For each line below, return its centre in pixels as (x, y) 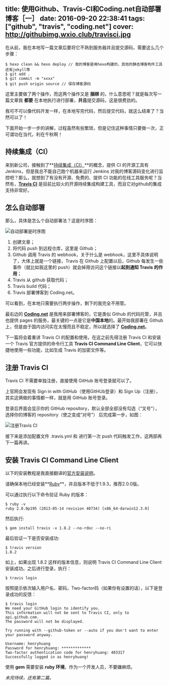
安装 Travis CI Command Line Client (62, 460)
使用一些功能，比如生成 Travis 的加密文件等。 (61, 350)
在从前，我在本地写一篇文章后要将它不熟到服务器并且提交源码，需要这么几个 (84, 47)
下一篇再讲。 (18, 443)
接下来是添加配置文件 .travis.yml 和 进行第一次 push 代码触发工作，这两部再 (83, 436)
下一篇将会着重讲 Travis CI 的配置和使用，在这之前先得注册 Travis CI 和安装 (83, 337)
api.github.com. (22, 617)
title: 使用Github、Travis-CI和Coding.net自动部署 (83, 9)
